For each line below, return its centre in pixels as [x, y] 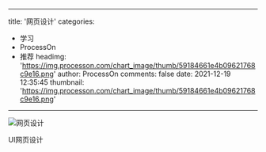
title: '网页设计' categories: [51, 21]
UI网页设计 [26, 140]
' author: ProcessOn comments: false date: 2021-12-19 [142, 74]
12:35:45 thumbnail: [52, 82]
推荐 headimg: [43, 57]
